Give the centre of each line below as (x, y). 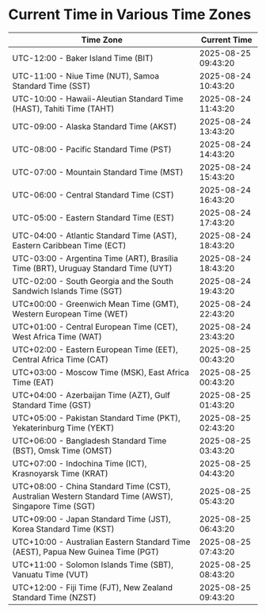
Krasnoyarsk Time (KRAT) (60, 473)
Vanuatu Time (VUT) (50, 574)
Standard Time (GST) (52, 404)
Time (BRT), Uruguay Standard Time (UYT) (92, 268)
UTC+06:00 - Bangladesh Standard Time (89, 440)
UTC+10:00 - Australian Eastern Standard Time (101, 542)
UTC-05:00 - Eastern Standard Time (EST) (93, 217)
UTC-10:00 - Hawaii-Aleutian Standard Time (98, 98)
